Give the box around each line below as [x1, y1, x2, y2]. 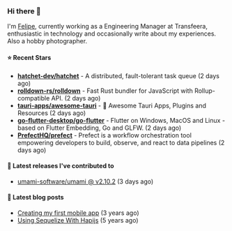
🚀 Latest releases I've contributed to [7, 162, 114, 170]
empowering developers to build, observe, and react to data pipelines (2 [17, 138, 225, 147]
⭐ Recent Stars [7, 53, 52, 61]
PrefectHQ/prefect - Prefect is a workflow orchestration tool [17, 131, 192, 139]
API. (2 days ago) [51, 94, 101, 102]
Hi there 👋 [7, 6, 42, 16]
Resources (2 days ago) [17, 108, 86, 117]
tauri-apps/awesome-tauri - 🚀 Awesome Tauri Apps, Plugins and [17, 101, 207, 110]
